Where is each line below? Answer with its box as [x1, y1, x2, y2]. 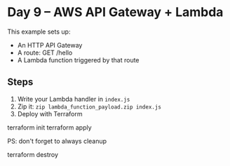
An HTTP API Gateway [17, 41, 83, 49]
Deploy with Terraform [17, 109, 83, 118]
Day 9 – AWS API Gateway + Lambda [7, 4, 224, 20]
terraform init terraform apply [7, 123, 93, 132]
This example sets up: [7, 27, 71, 36]
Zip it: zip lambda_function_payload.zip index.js [17, 102, 161, 111]
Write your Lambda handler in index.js [17, 95, 130, 103]
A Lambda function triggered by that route [17, 55, 140, 64]
